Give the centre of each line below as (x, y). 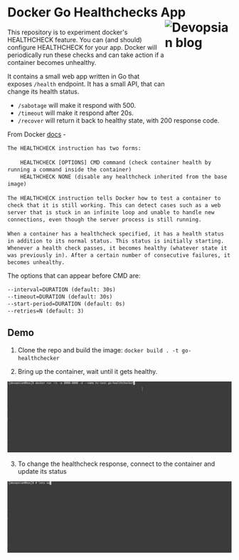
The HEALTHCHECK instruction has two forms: (74, 148)
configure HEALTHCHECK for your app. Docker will (83, 47)
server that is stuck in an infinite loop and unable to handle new (111, 212)
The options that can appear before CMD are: (74, 275)
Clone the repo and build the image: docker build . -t (98, 350)
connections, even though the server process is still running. (105, 219)
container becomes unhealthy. (52, 62)
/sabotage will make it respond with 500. (77, 105)
